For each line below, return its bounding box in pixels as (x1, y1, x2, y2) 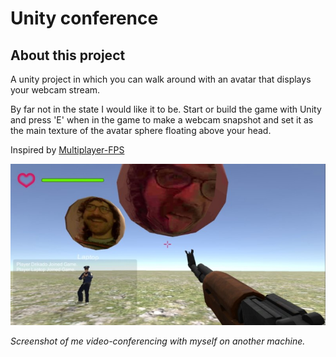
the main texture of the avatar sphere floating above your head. (10, 125, 272, 136)
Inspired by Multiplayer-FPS (10, 144, 125, 156)
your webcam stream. (10, 84, 101, 96)
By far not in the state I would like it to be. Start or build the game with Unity (10, 103, 322, 115)
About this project (10, 47, 126, 64)
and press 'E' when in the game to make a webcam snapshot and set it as (10, 114, 314, 126)
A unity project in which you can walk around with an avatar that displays (10, 73, 312, 85)
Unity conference (10, 7, 159, 30)
